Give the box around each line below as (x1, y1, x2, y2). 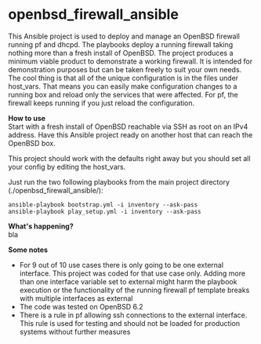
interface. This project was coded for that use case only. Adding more (19, 269, 245, 278)
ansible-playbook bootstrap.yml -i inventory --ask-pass (8, 200, 198, 209)
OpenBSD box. (8, 138, 56, 148)
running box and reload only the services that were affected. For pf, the (8, 90, 238, 99)
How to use (8, 113, 45, 123)
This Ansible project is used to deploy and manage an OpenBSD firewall (8, 31, 241, 41)
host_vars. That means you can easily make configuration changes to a (8, 81, 237, 91)
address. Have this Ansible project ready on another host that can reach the (8, 130, 253, 139)
